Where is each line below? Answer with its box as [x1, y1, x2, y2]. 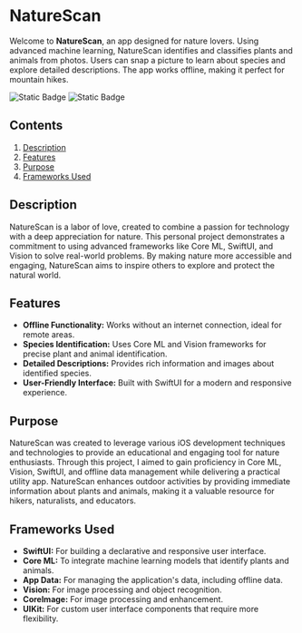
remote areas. [22, 329, 75, 340]
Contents [9, 118, 63, 133]
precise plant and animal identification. [22, 348, 168, 359]
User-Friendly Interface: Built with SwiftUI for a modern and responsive [22, 377, 292, 388]
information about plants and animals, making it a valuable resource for [9, 486, 275, 497]
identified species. [22, 368, 93, 379]
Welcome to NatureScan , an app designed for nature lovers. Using [9, 35, 259, 46]
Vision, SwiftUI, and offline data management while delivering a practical [9, 466, 281, 477]
